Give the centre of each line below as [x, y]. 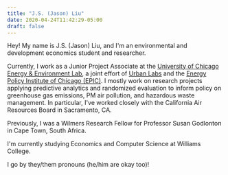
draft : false [26, 26]
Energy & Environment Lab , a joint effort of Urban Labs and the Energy [107, 73]
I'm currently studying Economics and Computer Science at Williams [104, 144]
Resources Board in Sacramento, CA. [59, 110]
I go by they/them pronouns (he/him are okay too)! [78, 165]
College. [19, 151]
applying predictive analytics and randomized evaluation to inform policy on [114, 88]
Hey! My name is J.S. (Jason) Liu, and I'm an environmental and [97, 46]
